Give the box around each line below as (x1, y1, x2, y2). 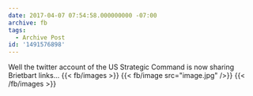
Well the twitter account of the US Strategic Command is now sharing (8, 62, 235, 72)
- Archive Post (15, 33, 66, 42)
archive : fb (8, 19, 47, 27)
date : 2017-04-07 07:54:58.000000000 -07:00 (8, 11, 157, 20)
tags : (8, 26, 26, 34)
